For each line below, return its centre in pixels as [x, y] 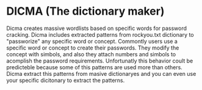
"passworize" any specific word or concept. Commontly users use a [92, 41]
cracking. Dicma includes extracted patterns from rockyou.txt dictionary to [100, 34]
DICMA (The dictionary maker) [85, 11]
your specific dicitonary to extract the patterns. [66, 80]
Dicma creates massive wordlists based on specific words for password [97, 28]
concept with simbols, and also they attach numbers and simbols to [91, 54]
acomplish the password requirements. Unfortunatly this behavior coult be [100, 61]
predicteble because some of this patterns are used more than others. [95, 67]
